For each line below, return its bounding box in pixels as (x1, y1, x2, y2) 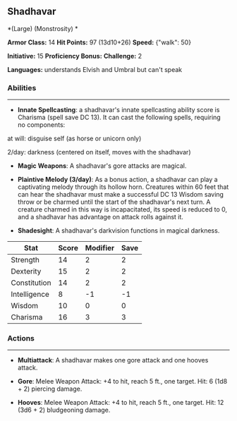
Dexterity (11, 267, 42, 276)
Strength (11, 255, 40, 265)
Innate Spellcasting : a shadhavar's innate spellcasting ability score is (17, 106, 220, 114)
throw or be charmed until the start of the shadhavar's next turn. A (17, 197, 211, 207)
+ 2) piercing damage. (17, 384, 83, 393)
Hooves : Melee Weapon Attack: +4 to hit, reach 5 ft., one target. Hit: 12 (17, 398, 224, 407)
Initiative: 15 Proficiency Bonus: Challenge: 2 (7, 51, 142, 60)
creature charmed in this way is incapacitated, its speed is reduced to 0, (17, 205, 228, 214)
